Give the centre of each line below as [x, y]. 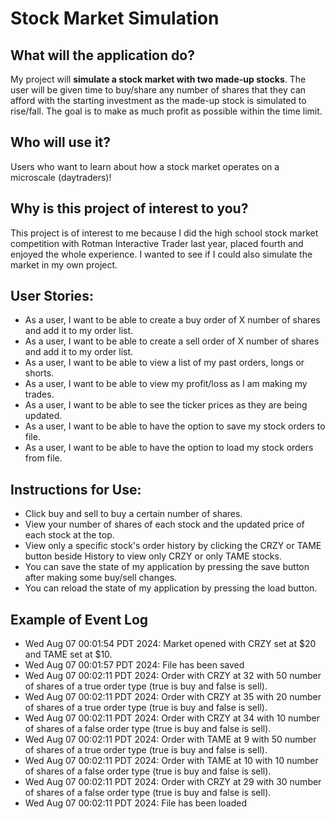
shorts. [39, 373]
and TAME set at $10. [68, 654]
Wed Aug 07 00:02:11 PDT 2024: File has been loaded [135, 803]
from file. [43, 458]
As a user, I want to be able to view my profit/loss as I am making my [166, 384]
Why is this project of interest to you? [129, 208]
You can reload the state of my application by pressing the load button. [171, 588]
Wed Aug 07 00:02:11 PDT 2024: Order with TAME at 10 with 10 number [171, 761]
